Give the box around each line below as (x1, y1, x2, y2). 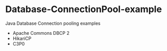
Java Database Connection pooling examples (5, 20, 101, 26)
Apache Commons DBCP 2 (12, 30, 70, 36)
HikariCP (12, 35, 32, 41)
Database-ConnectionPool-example (5, 4, 162, 15)
